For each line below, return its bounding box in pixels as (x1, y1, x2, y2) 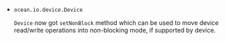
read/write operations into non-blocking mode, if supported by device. (13, 26, 216, 34)
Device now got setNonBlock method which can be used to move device (13, 19, 219, 26)
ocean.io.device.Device (13, 6, 83, 13)
